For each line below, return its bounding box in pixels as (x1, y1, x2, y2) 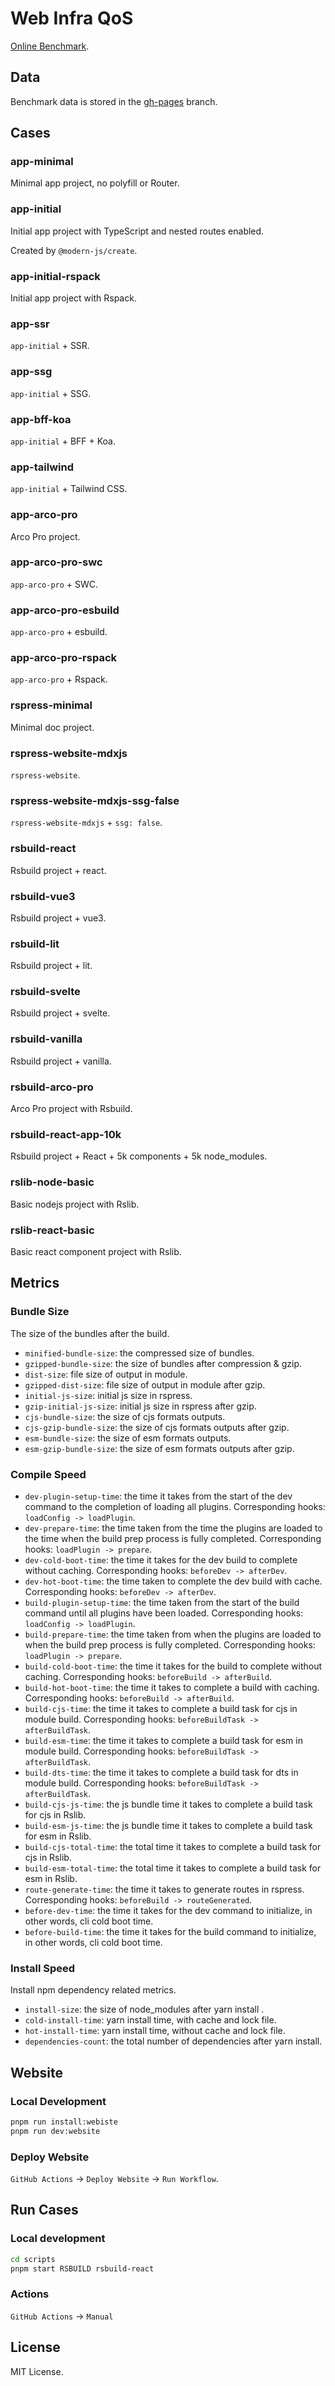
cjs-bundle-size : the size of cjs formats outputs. (24, 1410, 226, 1422)
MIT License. (10, 2365, 64, 2377)
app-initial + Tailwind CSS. (10, 483, 128, 495)
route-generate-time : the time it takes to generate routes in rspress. (24, 1883, 305, 1895)
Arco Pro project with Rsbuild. (10, 1103, 133, 1115)
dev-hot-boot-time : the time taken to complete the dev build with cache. (24, 1575, 323, 1587)
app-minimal (10, 155, 74, 169)
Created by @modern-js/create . (10, 244, 138, 256)
